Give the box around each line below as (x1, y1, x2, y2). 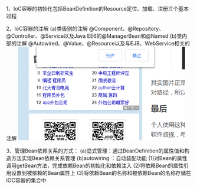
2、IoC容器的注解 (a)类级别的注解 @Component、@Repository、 (6, 25, 164, 32)
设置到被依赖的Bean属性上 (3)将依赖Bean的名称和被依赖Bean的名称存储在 (11, 170, 192, 176)
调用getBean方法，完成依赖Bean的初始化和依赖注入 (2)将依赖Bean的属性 (6, 162, 184, 169)
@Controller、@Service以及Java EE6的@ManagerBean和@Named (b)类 (6, 32, 182, 40)
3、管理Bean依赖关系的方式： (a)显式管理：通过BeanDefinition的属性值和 (6, 147, 185, 154)
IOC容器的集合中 (6, 177, 47, 184)
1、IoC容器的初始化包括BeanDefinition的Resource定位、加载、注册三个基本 (6, 5, 189, 12)
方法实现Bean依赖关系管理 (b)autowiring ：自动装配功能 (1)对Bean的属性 (11, 155, 188, 161)
